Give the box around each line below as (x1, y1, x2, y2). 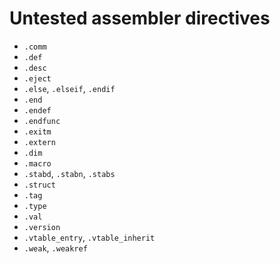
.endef (23, 105, 52, 116)
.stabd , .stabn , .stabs (23, 167, 116, 179)
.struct (23, 180, 56, 190)
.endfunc (23, 116, 61, 126)
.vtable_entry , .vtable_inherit (23, 231, 156, 243)
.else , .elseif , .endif (23, 82, 116, 94)
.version (23, 222, 61, 232)
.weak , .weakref (23, 242, 88, 254)
